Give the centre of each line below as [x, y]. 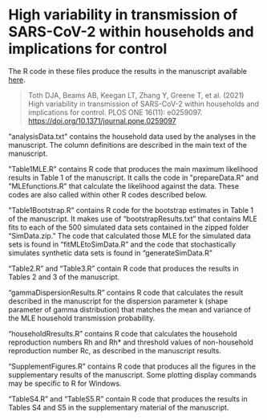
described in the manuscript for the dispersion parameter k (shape [118, 301]
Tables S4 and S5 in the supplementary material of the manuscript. [119, 407]
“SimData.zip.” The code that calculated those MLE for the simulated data [129, 235]
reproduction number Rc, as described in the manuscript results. [115, 350]
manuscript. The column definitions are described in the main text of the [127, 145]
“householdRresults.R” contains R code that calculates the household [123, 333]
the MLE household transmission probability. [82, 318]
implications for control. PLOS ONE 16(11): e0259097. [115, 112]
